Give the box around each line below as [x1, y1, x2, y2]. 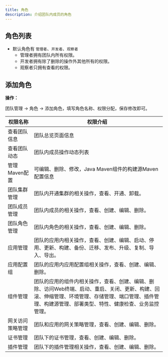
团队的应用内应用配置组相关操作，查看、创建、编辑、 [33, 261, 159, 268]
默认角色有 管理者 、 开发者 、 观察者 [12, 46, 78, 52]
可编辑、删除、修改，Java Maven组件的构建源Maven [33, 166, 158, 173]
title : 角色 [5, 7, 28, 12]
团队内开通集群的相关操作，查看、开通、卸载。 [33, 190, 144, 197]
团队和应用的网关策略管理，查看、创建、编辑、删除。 [33, 321, 159, 328]
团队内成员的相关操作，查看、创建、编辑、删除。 [33, 207, 149, 214]
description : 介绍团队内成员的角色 [5, 12, 71, 17]
